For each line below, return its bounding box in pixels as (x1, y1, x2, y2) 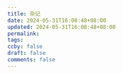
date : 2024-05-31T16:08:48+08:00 (7, 17, 107, 24)
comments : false (7, 56, 55, 63)
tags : (7, 37, 23, 44)
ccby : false (7, 43, 43, 50)
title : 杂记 (7, 10, 41, 18)
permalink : (7, 30, 40, 37)
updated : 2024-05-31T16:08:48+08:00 (7, 23, 116, 30)
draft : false (7, 50, 46, 57)
